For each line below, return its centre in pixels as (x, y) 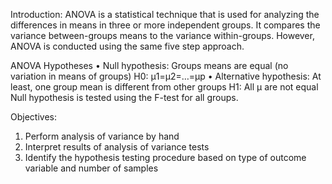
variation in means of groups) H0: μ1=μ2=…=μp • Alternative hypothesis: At (166, 76)
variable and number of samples (91, 168)
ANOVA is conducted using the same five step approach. (127, 46)
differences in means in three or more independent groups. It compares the (165, 25)
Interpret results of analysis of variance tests (117, 147)
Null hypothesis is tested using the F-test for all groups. (124, 97)
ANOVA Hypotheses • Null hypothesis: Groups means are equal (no (149, 65)
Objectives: (33, 117)
